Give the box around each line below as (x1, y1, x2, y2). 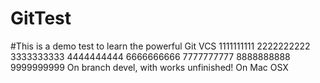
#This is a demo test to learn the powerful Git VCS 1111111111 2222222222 (10, 40, 311, 52)
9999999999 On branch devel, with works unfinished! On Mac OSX (10, 61, 289, 73)
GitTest (10, 7, 72, 30)
